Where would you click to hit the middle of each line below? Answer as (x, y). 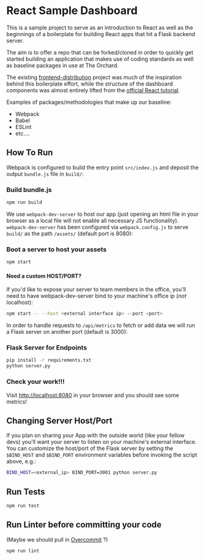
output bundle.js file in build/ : (45, 174)
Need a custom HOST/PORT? (44, 276)
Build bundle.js (29, 190)
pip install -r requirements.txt (49, 360)
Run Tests (26, 492)
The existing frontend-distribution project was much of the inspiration (94, 77)
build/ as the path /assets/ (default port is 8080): (70, 234)
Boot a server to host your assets (57, 249)
